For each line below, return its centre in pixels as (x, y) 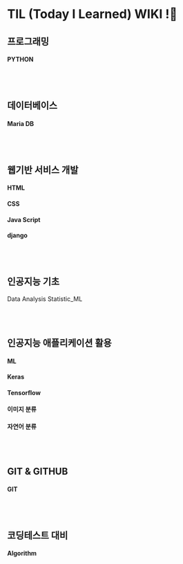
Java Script (24, 219)
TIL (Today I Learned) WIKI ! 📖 (93, 14)
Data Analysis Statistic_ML (45, 299)
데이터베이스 (32, 106)
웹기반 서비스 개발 (43, 170)
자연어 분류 (22, 426)
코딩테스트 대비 (38, 535)
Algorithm (22, 554)
